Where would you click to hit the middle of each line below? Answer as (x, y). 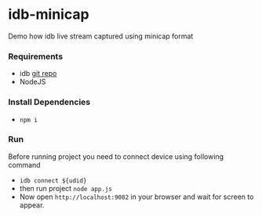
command (24, 165)
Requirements (36, 56)
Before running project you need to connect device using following (116, 156)
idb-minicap (49, 14)
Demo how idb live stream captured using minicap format (101, 36)
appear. (32, 204)
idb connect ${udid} (53, 181)
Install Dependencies (49, 102)
